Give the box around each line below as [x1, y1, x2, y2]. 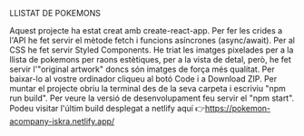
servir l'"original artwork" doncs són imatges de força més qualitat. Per [9, 63, 275, 74]
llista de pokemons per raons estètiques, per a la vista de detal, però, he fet [9, 54, 292, 64]
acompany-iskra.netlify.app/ [9, 116, 115, 126]
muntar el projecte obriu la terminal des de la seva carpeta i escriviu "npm [9, 83, 286, 93]
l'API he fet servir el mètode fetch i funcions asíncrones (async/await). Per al [9, 35, 295, 45]
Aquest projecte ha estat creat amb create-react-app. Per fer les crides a [9, 25, 283, 35]
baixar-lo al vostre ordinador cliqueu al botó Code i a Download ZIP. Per [9, 73, 278, 84]
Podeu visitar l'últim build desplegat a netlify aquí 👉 [9, 103, 206, 113]
